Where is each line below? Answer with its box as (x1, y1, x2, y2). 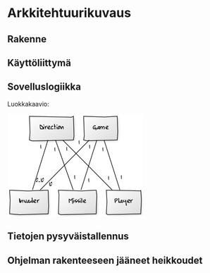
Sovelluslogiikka (7, 81, 81, 93)
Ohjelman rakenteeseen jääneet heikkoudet (7, 254, 203, 266)
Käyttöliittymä (7, 56, 72, 68)
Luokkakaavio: (7, 99, 49, 108)
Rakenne (7, 33, 47, 45)
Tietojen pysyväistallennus (7, 231, 129, 243)
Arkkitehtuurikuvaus (7, 5, 132, 21)
